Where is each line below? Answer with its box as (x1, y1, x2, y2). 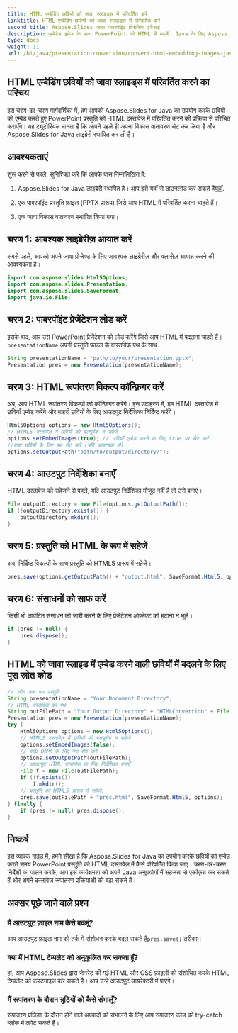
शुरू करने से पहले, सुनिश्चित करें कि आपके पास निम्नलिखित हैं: (7, 169, 147, 178)
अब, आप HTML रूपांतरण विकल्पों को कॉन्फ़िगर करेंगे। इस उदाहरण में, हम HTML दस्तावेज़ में (7, 400, 219, 408)
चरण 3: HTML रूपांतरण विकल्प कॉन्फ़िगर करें (7, 381, 164, 393)
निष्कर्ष (7, 833, 29, 845)
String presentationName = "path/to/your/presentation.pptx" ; (7, 354, 195, 362)
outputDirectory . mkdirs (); (20, 514, 100, 521)
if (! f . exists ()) (20, 774, 72, 781)
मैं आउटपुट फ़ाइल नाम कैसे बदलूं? (7, 918, 93, 928)
